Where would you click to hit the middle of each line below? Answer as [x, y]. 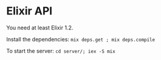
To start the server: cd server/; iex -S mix [61, 51]
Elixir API [29, 11]
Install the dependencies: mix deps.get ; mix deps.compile [81, 39]
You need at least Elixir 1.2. [40, 28]
